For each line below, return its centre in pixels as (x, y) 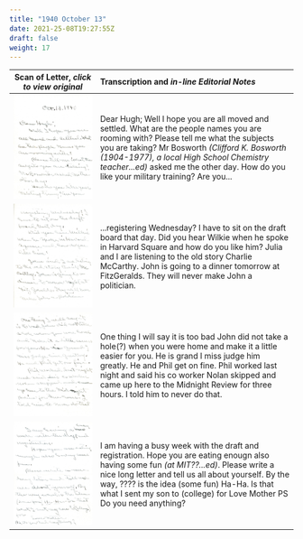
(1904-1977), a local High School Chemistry (184, 157)
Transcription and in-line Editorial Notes (178, 82)
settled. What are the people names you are (180, 129)
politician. (118, 285)
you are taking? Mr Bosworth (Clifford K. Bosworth (193, 148)
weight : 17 (30, 48)
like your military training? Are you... (166, 177)
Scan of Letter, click (53, 77)
